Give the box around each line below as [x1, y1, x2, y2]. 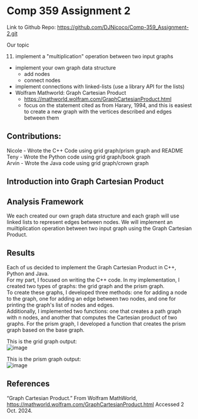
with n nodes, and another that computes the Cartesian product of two [6, 314, 177, 321]
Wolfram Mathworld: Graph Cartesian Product [15, 89, 126, 96]
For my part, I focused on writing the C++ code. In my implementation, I [6, 276, 180, 283]
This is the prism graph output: [6, 355, 81, 362]
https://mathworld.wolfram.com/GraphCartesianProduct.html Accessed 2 [6, 401, 184, 408]
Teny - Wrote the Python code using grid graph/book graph [6, 153, 151, 160]
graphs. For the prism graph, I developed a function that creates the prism [6, 320, 186, 327]
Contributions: [6, 131, 61, 141]
